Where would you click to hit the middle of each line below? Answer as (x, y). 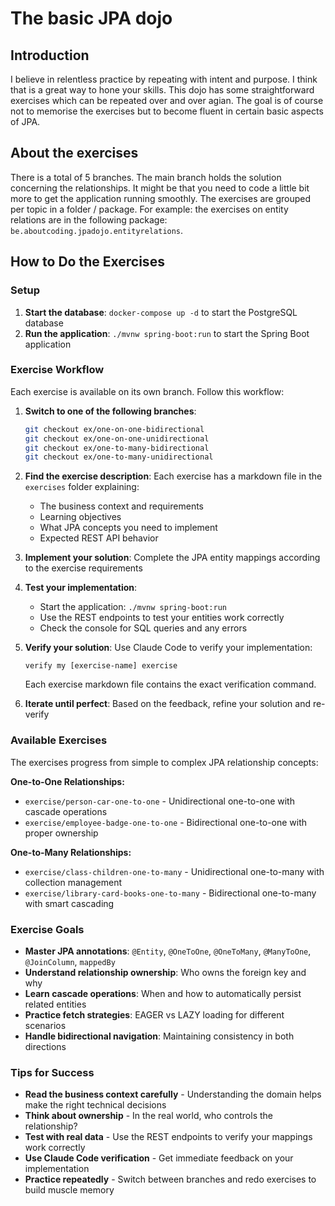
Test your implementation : (81, 588)
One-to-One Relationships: (67, 781)
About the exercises (74, 153)
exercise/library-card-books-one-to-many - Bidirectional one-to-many (170, 893)
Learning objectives (80, 517)
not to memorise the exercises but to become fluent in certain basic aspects (167, 111)
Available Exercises (59, 740)
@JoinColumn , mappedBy (70, 961)
